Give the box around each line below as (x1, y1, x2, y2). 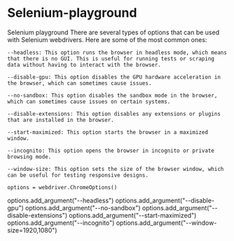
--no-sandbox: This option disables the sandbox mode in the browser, (7, 92, 218, 99)
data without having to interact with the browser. (7, 61, 161, 68)
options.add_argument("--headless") (7, 196, 114, 205)
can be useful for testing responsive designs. (7, 172, 149, 179)
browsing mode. (7, 153, 52, 160)
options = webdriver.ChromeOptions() (7, 184, 118, 191)
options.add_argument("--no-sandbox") (25, 203, 142, 212)
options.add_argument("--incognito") (7, 219, 115, 227)
